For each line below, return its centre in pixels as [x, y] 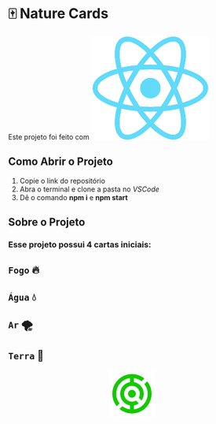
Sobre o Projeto [47, 223]
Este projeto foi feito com [49, 136]
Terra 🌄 [26, 355]
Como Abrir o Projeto [61, 162]
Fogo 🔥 [24, 270]
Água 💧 [22, 297]
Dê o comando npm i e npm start [73, 197]
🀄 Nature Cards [58, 14]
